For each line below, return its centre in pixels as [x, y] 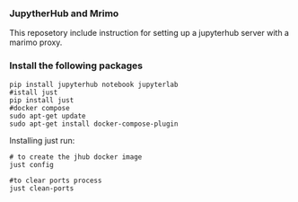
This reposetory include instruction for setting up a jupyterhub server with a [149, 33]
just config [31, 164]
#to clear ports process [56, 180]
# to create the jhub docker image [76, 157]
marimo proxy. [36, 42]
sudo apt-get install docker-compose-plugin [94, 124]
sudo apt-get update [48, 116]
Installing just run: [42, 140]
